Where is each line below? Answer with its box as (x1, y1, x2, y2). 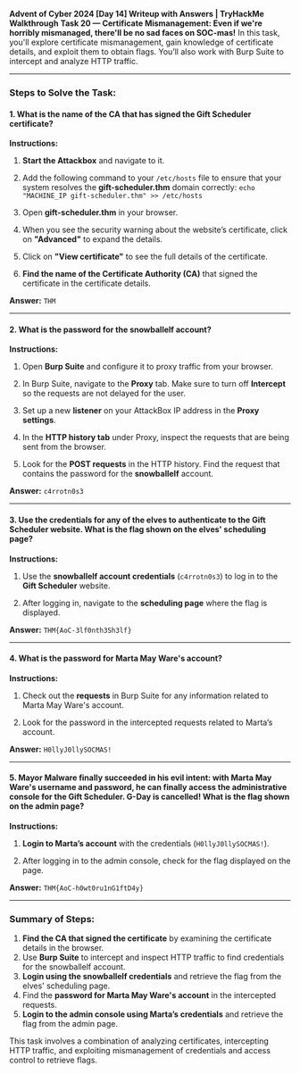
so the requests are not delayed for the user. (21, 388, 186, 399)
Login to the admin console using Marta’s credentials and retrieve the (21, 1009, 284, 1020)
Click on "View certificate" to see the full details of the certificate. (21, 251, 268, 262)
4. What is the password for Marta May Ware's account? (9, 653, 223, 664)
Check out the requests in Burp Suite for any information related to (21, 690, 270, 701)
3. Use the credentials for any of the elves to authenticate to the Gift (9, 514, 266, 525)
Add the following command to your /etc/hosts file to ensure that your (21, 172, 282, 183)
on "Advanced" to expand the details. (21, 234, 163, 245)
